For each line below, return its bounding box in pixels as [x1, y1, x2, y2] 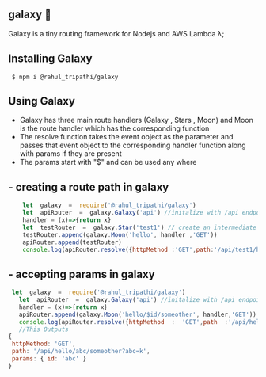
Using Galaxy [8, 94, 75, 108]
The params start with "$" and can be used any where [19, 158, 197, 167]
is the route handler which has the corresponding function [19, 124, 210, 133]
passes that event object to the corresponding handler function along [19, 140, 247, 150]
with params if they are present [19, 149, 122, 158]
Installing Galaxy [8, 52, 93, 66]
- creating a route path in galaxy [8, 180, 169, 194]
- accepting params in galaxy [8, 267, 156, 281]
